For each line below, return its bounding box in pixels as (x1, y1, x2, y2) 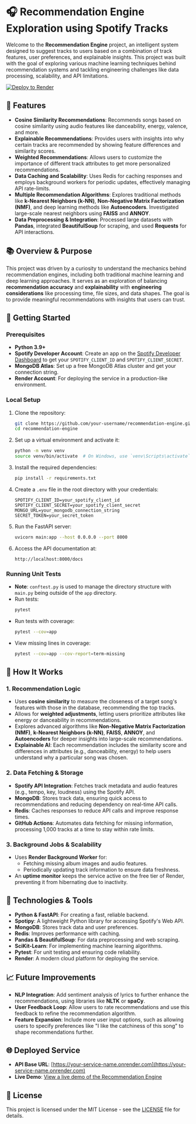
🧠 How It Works (6, 667, 63, 677)
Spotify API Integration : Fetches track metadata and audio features (14, 782, 178, 789)
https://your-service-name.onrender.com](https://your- (52, 1061, 186, 1068)
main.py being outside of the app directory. (14, 590, 117, 597)
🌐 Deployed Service (6, 1045, 81, 1055)
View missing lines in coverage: (14, 639, 91, 646)
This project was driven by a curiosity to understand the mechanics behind (6, 265, 187, 272)
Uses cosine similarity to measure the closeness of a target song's (14, 698, 177, 705)
